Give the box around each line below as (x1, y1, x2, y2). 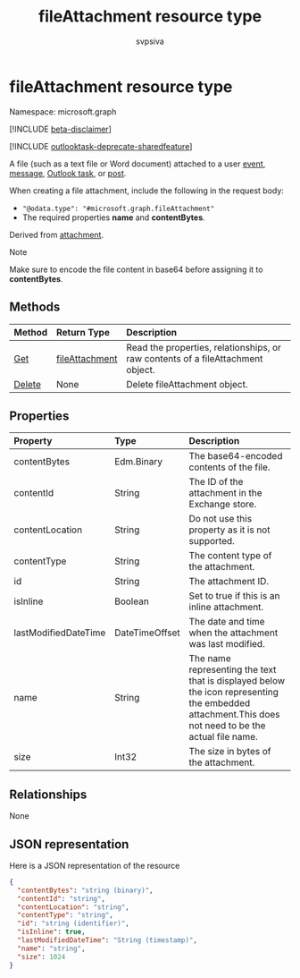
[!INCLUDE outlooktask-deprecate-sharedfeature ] (9, 140, 193, 151)
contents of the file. (188, 461, 271, 473)
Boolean (114, 595, 149, 608)
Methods (9, 300, 61, 315)
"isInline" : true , (17, 928, 87, 937)
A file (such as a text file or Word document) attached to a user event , (9, 158, 266, 169)
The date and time (188, 616, 265, 628)
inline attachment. (188, 601, 264, 614)
